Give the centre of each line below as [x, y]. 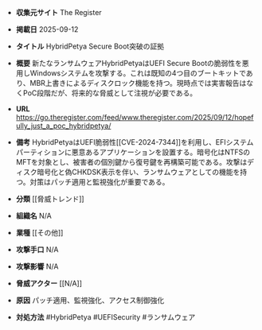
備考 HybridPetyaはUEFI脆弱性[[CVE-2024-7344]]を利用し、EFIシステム [135, 142]
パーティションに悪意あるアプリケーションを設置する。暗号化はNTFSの [133, 152]
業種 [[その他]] [39, 233]
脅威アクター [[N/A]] [49, 283]
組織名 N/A [33, 215]
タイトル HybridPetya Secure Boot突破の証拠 [90, 46]
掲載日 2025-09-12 [47, 29]
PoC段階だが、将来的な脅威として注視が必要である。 [110, 93]
